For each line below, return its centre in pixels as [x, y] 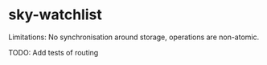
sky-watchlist [55, 15]
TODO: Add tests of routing [53, 52]
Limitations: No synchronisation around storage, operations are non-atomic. [134, 37]
